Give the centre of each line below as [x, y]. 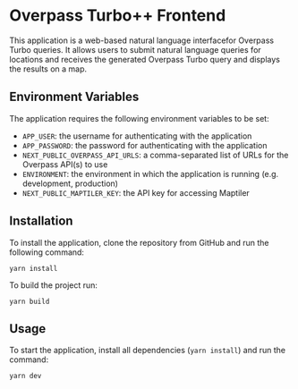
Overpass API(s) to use [65, 164]
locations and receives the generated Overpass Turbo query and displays [145, 59]
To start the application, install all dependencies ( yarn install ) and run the [148, 351]
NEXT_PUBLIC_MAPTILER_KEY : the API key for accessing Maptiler [136, 192]
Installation [41, 221]
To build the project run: [54, 285]
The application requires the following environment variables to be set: [140, 118]
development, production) [70, 183]
